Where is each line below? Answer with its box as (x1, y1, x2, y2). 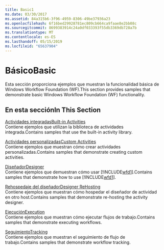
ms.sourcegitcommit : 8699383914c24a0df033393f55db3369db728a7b (5, 26, 137, 30)
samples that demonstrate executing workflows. (5, 220, 102, 225)
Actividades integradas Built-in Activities (5, 119, 86, 125)
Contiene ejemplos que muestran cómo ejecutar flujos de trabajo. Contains (5, 214, 155, 220)
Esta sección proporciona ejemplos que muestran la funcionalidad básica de (5, 81, 159, 87)
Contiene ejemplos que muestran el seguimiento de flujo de (5, 234, 126, 240)
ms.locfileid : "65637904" (5, 44, 58, 49)
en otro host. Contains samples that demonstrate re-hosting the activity (5, 194, 148, 200)
